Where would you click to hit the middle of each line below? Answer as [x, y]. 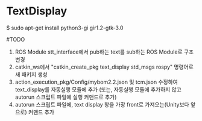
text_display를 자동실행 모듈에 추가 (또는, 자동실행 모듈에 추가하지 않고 [98, 89]
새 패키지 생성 [31, 74]
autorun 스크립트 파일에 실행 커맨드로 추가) [66, 97]
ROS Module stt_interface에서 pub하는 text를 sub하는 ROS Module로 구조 [104, 52]
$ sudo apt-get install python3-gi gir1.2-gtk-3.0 [65, 28]
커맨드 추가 [41, 112]
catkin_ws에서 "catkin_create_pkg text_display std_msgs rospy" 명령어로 [104, 67]
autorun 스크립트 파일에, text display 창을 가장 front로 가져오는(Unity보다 [102, 104]
